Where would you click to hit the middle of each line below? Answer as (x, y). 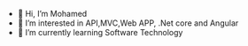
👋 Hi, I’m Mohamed (52, 14)
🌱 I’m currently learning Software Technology (100, 32)
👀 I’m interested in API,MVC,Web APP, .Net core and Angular (128, 23)
